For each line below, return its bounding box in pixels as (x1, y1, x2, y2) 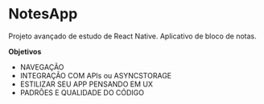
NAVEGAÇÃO (19, 62, 64, 72)
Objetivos (8, 46, 42, 56)
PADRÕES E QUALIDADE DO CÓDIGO (19, 87, 145, 97)
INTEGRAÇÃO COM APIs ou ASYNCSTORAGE (19, 70, 171, 80)
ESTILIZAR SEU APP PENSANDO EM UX (19, 79, 154, 89)
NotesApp (8, 5, 78, 23)
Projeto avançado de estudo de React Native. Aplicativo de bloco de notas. (8, 31, 257, 41)
